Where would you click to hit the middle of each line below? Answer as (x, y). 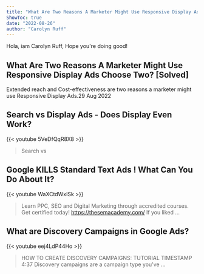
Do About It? (30, 180)
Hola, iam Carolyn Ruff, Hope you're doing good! (67, 46)
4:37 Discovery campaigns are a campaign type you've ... (93, 264)
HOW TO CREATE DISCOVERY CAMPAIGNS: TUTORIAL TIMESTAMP (107, 258)
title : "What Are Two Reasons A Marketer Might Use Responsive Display (99, 12)
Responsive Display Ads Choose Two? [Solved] (98, 74)
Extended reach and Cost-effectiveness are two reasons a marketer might (99, 89)
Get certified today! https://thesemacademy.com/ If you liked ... (100, 212)
